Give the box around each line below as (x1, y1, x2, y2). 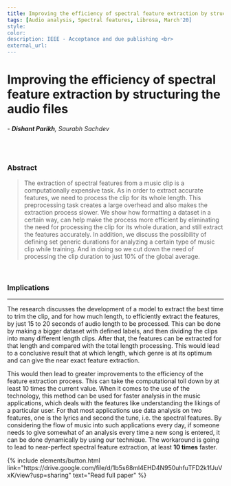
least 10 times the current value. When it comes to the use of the (7, 384, 190, 392)
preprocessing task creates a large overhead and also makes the (23, 201, 208, 209)
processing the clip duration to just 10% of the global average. (23, 252, 201, 260)
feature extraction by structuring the (7, 87, 221, 102)
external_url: (7, 42, 48, 49)
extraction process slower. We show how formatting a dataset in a (23, 208, 211, 216)
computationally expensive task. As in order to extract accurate (23, 186, 204, 194)
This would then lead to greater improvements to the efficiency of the (7, 369, 204, 378)
